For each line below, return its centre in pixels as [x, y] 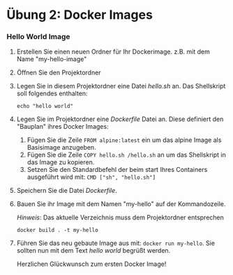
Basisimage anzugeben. [61, 148]
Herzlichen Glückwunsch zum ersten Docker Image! [91, 264]
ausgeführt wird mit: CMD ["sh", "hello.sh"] [91, 177]
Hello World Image [38, 37]
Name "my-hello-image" [52, 59]
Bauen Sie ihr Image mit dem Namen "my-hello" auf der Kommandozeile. [121, 204]
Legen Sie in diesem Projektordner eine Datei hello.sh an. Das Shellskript [121, 86]
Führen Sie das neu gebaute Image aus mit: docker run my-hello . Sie [116, 243]
